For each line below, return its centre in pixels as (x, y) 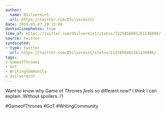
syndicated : (18, 43)
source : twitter (22, 39)
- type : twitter (22, 48)
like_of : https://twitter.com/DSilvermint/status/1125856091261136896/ (83, 34)
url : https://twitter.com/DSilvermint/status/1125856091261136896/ (83, 52)
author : (14, 10)
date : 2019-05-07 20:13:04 (34, 24)
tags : (11, 57)
